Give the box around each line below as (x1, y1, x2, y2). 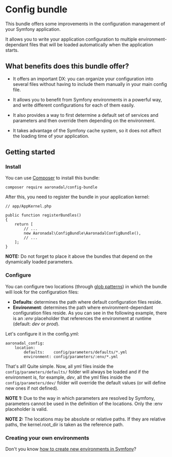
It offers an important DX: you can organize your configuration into (12, 76, 154, 82)
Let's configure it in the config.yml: (5, 330, 80, 337)
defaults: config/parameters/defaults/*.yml (24, 349, 127, 355)
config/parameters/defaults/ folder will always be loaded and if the (5, 368, 149, 375)
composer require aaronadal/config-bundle (5, 185, 98, 190)
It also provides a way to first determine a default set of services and (12, 112, 159, 118)
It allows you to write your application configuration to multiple (5, 36, 138, 42)
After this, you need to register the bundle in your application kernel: (5, 194, 150, 200)
